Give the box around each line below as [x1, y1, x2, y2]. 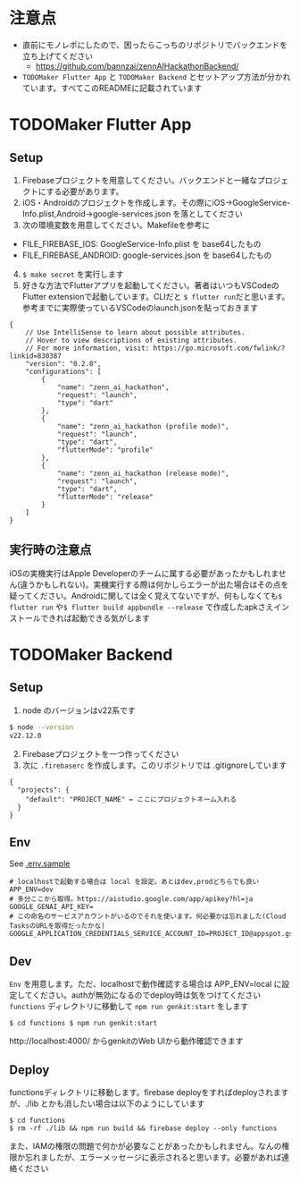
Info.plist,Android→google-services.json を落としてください [21, 208, 244, 219]
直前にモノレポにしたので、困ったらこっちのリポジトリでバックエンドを [21, 39, 288, 50]
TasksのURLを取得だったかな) [9, 922, 105, 931]
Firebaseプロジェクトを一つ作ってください [21, 748, 179, 759]
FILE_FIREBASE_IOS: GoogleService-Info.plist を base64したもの [21, 238, 262, 249]
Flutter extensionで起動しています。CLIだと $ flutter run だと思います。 [21, 291, 290, 302]
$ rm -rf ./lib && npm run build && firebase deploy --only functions [9, 1124, 278, 1133]
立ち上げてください [21, 50, 94, 61]
